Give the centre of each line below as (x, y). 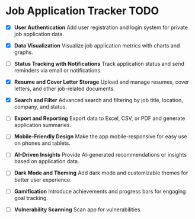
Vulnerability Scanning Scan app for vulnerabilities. (78, 210)
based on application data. (47, 161)
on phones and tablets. (42, 143)
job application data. (39, 34)
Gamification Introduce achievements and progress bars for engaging (100, 191)
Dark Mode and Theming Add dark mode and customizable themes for (101, 173)
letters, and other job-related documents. (64, 89)
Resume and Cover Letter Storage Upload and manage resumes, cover (102, 82)
